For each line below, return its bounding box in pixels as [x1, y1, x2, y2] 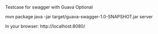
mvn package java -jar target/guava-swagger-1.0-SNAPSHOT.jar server [5, 14, 153, 19]
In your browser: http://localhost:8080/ [5, 23, 85, 29]
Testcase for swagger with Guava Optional [5, 4, 93, 10]
